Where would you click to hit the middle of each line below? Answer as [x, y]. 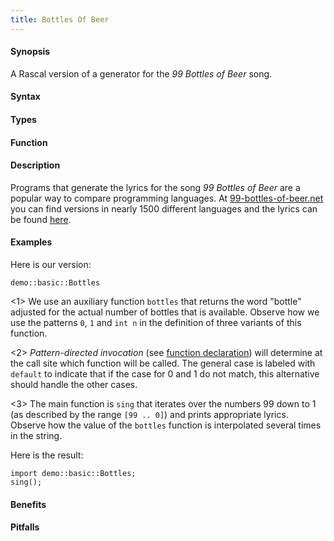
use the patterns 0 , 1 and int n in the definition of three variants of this [156, 323]
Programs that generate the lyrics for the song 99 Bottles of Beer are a [155, 187]
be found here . [41, 219]
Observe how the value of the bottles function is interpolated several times [166, 425]
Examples [31, 242]
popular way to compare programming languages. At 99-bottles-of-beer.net [167, 198]
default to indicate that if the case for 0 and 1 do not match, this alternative [165, 374]
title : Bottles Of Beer [60, 19]
